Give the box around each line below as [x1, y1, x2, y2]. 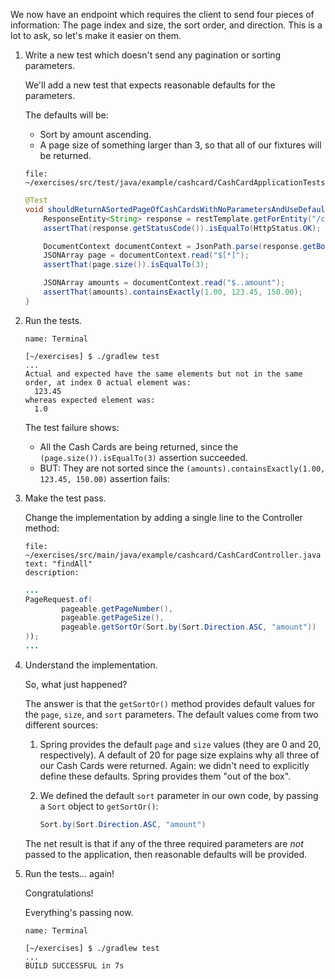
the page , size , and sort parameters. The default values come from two [24, 708, 319, 720]
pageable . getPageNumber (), [61, 604, 174, 614]
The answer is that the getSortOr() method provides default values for [24, 697, 316, 709]
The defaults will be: [24, 109, 109, 121]
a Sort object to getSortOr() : [39, 800, 159, 812]
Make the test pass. [24, 492, 107, 504]
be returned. [39, 150, 92, 161]
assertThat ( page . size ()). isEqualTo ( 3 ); [43, 260, 210, 270]
